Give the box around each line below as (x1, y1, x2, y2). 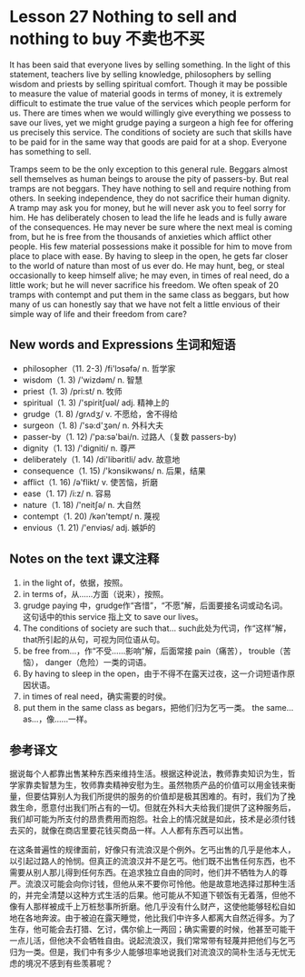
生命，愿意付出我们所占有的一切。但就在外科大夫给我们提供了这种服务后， (16, 803, 296, 813)
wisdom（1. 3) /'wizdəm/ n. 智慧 (22, 374, 143, 385)
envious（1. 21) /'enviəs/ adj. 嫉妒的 (22, 522, 156, 533)
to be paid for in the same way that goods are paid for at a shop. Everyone (9, 136, 288, 147)
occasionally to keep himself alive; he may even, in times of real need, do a (9, 270, 290, 281)
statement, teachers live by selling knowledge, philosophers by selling (9, 68, 271, 79)
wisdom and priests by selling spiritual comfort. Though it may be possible (9, 78, 288, 89)
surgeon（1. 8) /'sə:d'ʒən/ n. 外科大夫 (22, 420, 164, 431)
